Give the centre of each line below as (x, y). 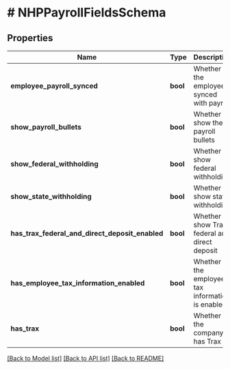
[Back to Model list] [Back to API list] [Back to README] (86, 358)
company (208, 333)
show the (208, 123)
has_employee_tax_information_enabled (78, 283)
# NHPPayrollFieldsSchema (87, 13)
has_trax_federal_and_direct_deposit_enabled (87, 233)
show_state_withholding (51, 197)
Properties (30, 38)
